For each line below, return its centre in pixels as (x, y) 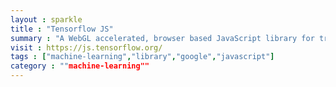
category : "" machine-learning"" (80, 66)
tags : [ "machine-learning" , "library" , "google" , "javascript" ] (142, 57)
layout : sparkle (46, 19)
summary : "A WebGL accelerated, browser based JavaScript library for (162, 38)
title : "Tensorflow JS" (62, 29)
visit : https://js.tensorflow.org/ (86, 47)
